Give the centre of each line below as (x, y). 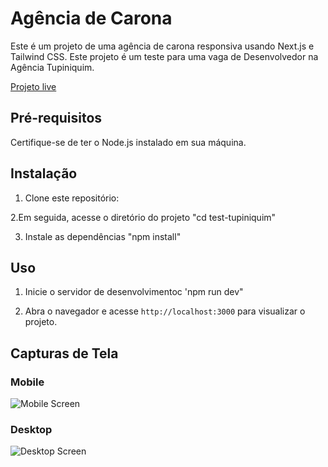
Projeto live (33, 86)
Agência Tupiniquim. (52, 67)
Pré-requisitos (56, 118)
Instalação (44, 173)
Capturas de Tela (64, 353)
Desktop (31, 429)
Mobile (27, 382)
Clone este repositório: (72, 198)
